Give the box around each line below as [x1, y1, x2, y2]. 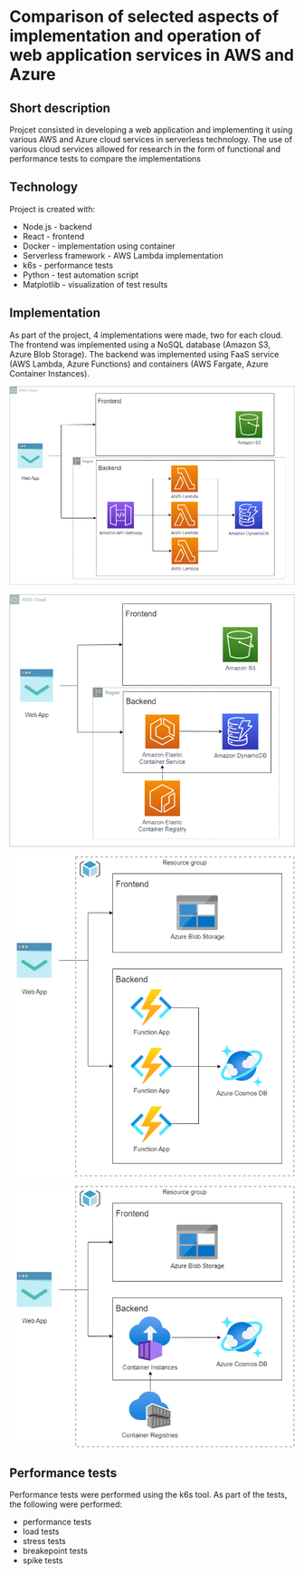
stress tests [22, 1536, 66, 1547]
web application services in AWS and [9, 45, 294, 65]
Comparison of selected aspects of [9, 6, 280, 27]
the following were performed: [9, 1499, 123, 1510]
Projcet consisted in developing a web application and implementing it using [9, 124, 293, 135]
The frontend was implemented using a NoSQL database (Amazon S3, [9, 338, 271, 350]
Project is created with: [9, 203, 96, 214]
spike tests [22, 1555, 63, 1566]
